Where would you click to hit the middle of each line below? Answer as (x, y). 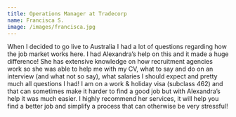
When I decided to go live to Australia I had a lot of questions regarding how (117, 47)
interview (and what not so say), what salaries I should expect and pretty (112, 76)
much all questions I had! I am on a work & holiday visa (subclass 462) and (115, 84)
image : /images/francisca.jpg (52, 27)
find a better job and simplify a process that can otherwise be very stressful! (118, 106)
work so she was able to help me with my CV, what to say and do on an (110, 69)
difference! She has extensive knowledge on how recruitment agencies (110, 62)
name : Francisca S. (36, 20)
